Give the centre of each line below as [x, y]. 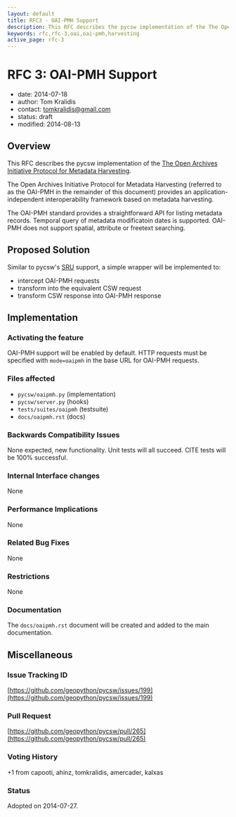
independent [26, 199]
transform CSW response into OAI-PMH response [89, 296]
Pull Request [29, 716]
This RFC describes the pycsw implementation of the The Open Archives [112, 163]
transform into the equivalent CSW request [79, 288]
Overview [29, 146]
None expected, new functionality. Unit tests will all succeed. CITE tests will [117, 450]
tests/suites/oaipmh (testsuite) [63, 409]
